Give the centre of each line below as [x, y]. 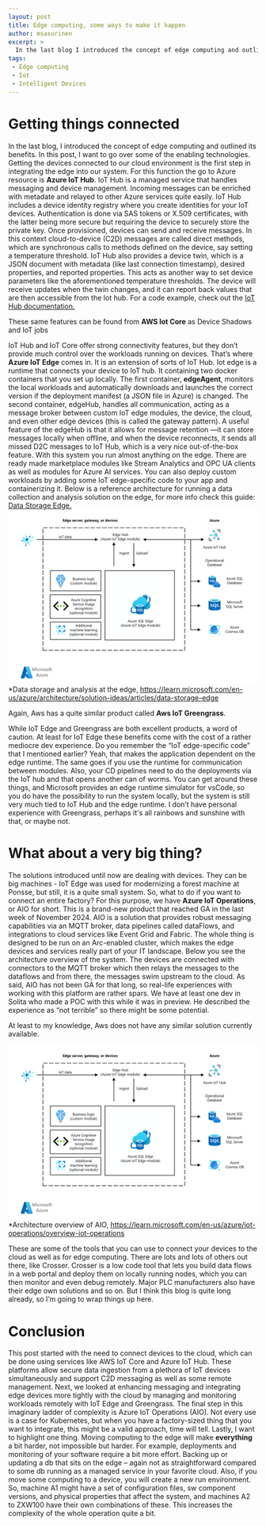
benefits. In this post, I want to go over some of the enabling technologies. [129, 154]
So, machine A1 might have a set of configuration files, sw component [122, 1488]
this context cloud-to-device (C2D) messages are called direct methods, [127, 239]
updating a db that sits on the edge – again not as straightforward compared [132, 1463]
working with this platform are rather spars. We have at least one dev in [125, 993]
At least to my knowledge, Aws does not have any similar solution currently [130, 1025]
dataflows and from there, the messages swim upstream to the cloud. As [127, 976]
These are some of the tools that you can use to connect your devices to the [133, 1248]
